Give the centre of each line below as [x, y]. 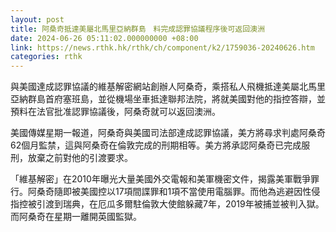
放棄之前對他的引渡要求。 [80, 158]
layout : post [37, 19]
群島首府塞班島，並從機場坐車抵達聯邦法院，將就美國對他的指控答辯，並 [176, 99]
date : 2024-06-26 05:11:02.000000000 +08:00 [104, 38]
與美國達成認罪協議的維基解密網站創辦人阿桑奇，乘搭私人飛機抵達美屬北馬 [163, 87]
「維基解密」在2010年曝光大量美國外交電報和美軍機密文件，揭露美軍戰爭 [160, 179]
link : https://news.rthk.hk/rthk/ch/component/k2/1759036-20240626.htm [162, 47]
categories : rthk [46, 57]
